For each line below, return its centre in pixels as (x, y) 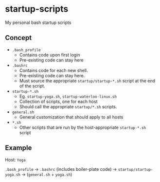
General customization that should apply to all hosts (71, 117)
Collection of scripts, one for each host (58, 101)
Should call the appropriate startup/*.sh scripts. (68, 106)
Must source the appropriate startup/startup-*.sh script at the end (87, 81)
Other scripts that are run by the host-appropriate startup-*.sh (83, 127)
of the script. (32, 86)
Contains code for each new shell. (54, 70)
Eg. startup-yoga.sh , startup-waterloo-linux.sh (68, 96)
